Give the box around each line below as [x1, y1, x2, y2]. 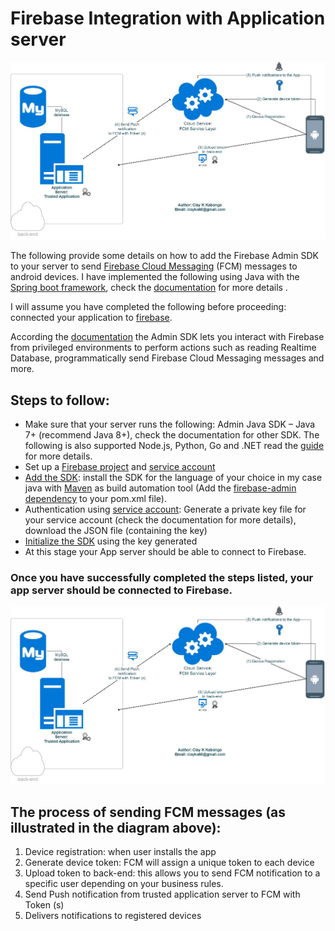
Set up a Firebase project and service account [24, 461, 216, 473]
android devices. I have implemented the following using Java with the [10, 271, 300, 283]
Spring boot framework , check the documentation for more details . [10, 282, 288, 294]
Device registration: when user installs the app [24, 846, 217, 858]
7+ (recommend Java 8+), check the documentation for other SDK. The [24, 429, 320, 441]
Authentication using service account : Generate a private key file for [24, 503, 307, 516]
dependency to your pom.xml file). [24, 493, 167, 505]
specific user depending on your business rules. [24, 878, 224, 890]
